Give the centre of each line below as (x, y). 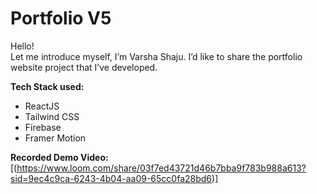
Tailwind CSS (52, 116)
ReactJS (42, 106)
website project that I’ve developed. (84, 67)
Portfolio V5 (61, 18)
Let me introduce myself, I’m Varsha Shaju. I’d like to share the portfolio (156, 56)
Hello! (22, 46)
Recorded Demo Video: (59, 157)
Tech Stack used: (47, 86)
